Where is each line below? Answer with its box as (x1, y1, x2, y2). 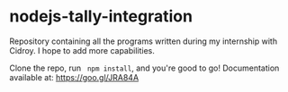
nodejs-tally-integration (9, 6, 193, 27)
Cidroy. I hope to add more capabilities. (9, 45, 155, 55)
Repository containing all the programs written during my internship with (9, 36, 277, 46)
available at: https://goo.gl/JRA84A (9, 71, 139, 82)
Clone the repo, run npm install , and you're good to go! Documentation (9, 63, 280, 73)
